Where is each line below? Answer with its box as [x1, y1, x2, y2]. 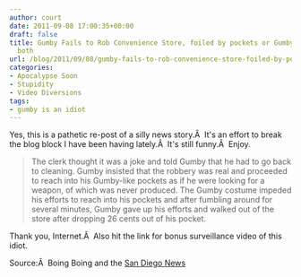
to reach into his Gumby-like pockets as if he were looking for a [30, 176, 265, 186]
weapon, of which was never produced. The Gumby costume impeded [30, 185, 292, 195]
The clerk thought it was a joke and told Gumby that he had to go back [30, 156, 292, 167]
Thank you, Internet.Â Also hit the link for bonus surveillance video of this [9, 230, 282, 242]
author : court [9, 13, 63, 22]
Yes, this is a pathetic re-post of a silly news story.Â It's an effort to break [9, 129, 282, 140]
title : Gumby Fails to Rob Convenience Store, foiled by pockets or [9, 38, 271, 48]
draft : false [9, 30, 58, 39]
